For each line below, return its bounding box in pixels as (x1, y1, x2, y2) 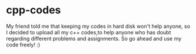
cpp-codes (6, 3, 61, 17)
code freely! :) (6, 41, 41, 48)
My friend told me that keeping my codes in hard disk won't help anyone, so (6, 23, 190, 30)
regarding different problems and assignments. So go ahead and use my (6, 35, 182, 42)
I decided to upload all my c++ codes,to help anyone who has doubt (6, 28, 171, 35)
